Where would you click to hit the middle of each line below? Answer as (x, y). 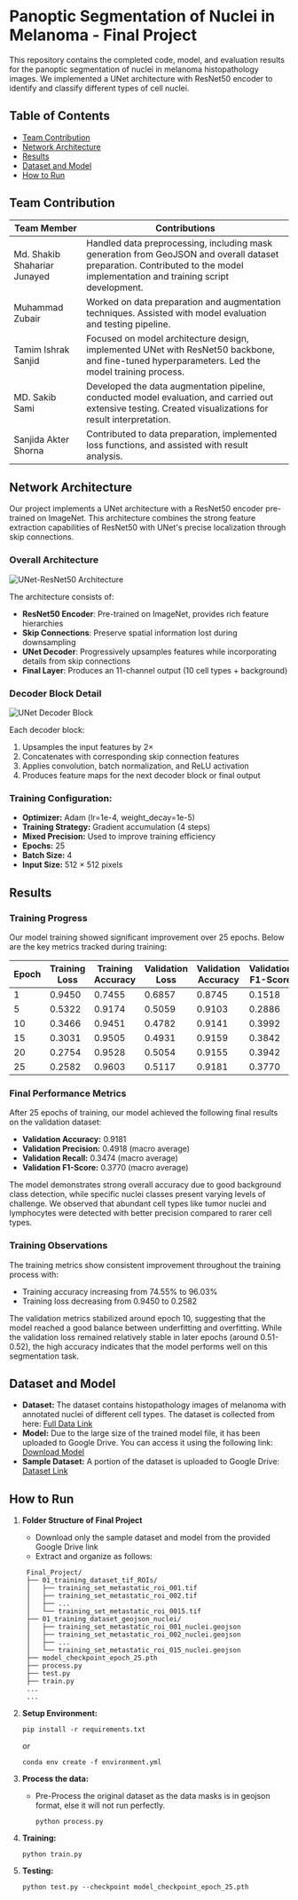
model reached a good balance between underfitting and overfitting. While (145, 1328)
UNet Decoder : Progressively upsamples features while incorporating (149, 651)
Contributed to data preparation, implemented (182, 434)
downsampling (49, 642)
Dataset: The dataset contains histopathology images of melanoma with (154, 1405)
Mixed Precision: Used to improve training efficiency (118, 837)
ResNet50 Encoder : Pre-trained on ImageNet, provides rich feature (145, 613)
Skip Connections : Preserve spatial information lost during (129, 633)
